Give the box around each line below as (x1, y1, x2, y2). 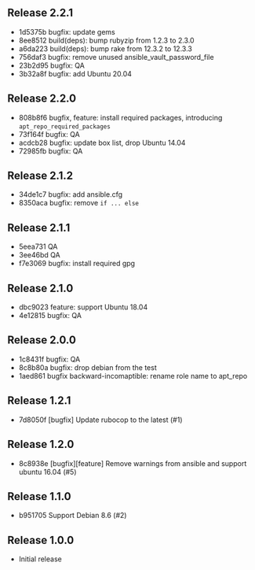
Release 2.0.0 (7, 334, 76, 347)
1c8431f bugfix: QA (18, 354, 81, 364)
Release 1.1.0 (7, 490, 71, 503)
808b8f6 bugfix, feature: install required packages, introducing (18, 113, 223, 122)
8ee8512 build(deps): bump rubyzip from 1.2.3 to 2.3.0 (18, 35, 195, 45)
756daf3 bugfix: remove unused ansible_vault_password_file (18, 52, 214, 61)
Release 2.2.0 (7, 92, 76, 105)
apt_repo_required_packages (18, 122, 111, 131)
